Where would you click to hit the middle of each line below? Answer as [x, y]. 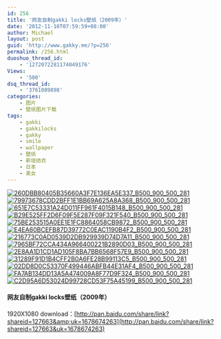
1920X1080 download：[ [42, 314]
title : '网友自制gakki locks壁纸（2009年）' [67, 20]
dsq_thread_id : [29, 84]
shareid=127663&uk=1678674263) [56, 329]
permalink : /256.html [38, 52]
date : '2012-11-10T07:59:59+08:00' [58, 26]
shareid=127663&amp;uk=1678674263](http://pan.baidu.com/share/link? [110, 321]
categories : [24, 97]
